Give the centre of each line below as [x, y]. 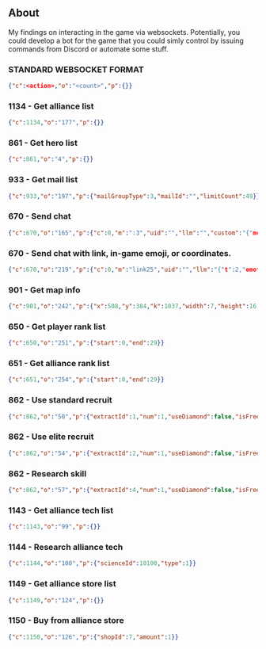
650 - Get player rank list [57, 326]
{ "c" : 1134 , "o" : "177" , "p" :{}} [56, 123]
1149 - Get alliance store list [62, 584]
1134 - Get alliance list [51, 106]
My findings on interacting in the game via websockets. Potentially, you [124, 32]
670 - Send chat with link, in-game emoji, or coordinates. [120, 253]
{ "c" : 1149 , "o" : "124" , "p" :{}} [56, 600]
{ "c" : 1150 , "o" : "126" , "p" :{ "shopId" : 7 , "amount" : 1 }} [93, 637]
